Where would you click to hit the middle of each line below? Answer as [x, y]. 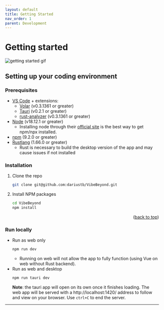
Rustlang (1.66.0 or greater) [40, 142]
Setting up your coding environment [61, 76]
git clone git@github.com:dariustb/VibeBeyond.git [65, 185]
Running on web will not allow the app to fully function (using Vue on [88, 258]
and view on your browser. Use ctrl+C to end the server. [69, 297]
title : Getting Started [29, 14]
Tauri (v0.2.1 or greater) [43, 111]
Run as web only [29, 240]
